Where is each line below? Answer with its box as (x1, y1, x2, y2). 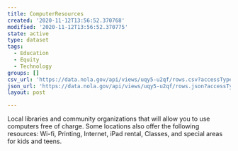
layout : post (7, 89, 46, 96)
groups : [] (7, 69, 40, 76)
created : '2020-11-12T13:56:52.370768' (7, 17, 125, 24)
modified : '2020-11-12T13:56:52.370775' (7, 23, 129, 30)
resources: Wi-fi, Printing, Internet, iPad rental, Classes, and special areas (7, 130, 223, 138)
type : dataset (7, 37, 50, 44)
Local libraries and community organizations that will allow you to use (7, 114, 210, 123)
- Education (13, 50, 50, 57)
